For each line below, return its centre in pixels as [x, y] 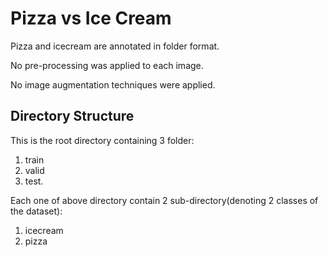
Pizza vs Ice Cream [91, 18]
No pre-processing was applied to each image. [107, 65]
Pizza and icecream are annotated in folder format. [115, 46]
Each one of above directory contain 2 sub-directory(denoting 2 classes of [164, 200]
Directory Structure [72, 116]
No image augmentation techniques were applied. [113, 84]
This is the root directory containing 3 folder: [102, 140]
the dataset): [36, 211]
